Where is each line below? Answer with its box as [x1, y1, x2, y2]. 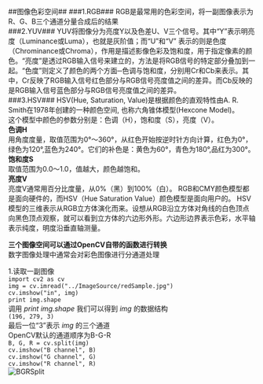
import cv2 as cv [8, 275, 65, 283]
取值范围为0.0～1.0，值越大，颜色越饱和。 [8, 164, 145, 173]
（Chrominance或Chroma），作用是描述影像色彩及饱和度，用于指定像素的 [8, 46, 246, 55]
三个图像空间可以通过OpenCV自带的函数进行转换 [8, 240, 167, 249]
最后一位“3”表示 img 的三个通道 [8, 321, 111, 330]
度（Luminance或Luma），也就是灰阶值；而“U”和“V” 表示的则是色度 [8, 36, 227, 46]
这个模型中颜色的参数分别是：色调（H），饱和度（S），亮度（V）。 [8, 115, 219, 124]
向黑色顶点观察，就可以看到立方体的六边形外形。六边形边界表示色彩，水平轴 [8, 213, 256, 223]
